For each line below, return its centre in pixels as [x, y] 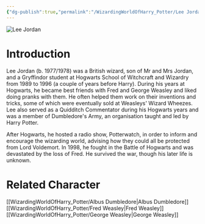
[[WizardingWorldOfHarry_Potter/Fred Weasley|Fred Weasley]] [85, 208]
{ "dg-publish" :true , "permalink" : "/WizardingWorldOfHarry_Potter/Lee [95, 12]
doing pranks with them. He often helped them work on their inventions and [101, 96]
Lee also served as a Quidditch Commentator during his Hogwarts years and [103, 110]
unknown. [19, 160]
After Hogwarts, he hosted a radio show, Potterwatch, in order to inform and [102, 134]
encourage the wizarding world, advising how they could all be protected [98, 141]
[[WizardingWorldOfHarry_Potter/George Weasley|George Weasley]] [92, 214]
